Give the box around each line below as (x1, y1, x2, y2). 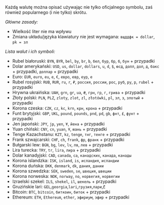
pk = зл (12, 40, 28, 45)
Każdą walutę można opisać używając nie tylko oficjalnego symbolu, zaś (5, 4, 153, 10)
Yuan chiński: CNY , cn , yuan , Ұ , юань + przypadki (12, 126, 107, 132)
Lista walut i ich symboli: (5, 49, 55, 54)
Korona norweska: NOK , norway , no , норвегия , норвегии (12, 173, 120, 179)
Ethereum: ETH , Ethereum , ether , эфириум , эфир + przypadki (12, 194, 130, 200)
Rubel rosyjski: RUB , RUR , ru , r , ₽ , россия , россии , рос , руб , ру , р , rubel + (12, 79, 154, 85)
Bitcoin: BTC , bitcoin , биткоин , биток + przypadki (12, 189, 111, 195)
